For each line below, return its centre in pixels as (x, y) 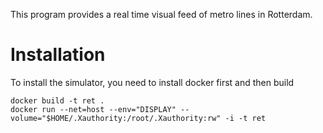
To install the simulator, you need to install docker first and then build (152, 82)
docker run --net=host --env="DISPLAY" (93, 109)
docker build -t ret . (57, 100)
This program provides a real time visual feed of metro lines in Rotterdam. (161, 14)
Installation (58, 55)
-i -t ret (245, 118)
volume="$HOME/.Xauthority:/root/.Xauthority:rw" (116, 118)
